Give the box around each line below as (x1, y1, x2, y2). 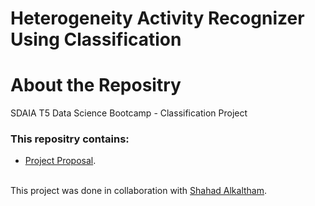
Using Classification (10, 28, 182, 51)
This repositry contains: (10, 132, 130, 146)
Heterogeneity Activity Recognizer (10, 7, 305, 30)
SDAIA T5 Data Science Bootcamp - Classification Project (10, 107, 248, 119)
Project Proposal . (24, 155, 97, 167)
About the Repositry (10, 74, 182, 97)
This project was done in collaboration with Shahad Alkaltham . (10, 185, 268, 197)
